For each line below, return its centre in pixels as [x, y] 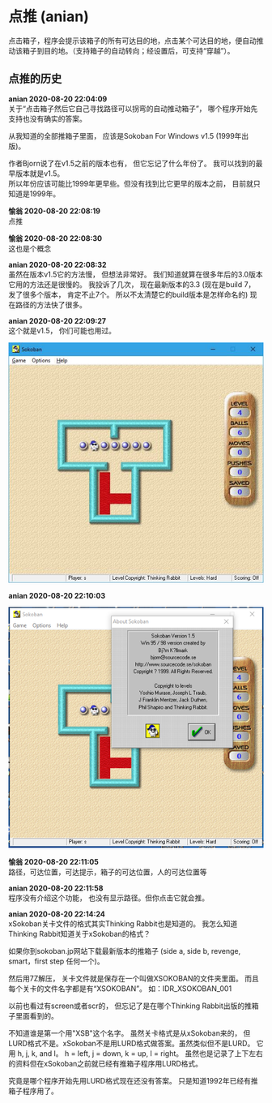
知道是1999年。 [34, 193]
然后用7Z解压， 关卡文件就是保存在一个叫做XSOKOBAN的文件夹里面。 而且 [134, 978]
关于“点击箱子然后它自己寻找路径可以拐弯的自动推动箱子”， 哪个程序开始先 [133, 108]
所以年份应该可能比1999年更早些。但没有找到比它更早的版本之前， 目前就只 [134, 183]
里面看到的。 [36, 1015]
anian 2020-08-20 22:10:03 [57, 596]
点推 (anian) [49, 17]
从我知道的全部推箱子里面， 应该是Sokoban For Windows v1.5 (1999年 [125, 135]
